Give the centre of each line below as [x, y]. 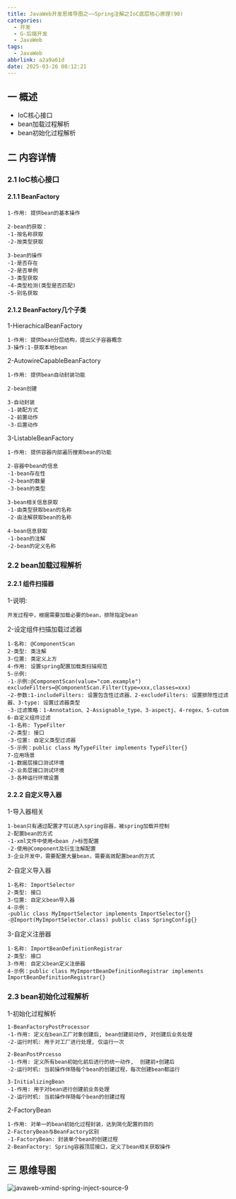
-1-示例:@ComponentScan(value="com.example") [74, 682]
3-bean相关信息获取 [33, 503]
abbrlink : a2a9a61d [36, 60]
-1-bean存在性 [26, 474]
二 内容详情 [32, 157]
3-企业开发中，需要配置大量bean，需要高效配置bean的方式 [81, 856]
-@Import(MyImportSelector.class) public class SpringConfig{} [102, 920]
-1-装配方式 [23, 410]
